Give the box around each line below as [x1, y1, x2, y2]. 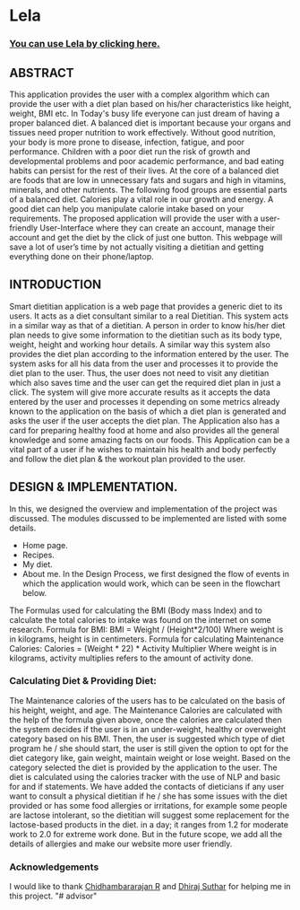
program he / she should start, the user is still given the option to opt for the [9, 742, 289, 754]
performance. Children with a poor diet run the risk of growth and [9, 145, 251, 157]
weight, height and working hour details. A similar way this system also [9, 338, 271, 350]
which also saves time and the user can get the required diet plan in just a [9, 377, 281, 388]
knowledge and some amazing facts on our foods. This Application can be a [9, 434, 290, 445]
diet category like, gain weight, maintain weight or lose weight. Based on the [9, 752, 291, 763]
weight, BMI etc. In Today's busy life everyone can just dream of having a [9, 108, 280, 118]
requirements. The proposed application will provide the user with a [9, 213, 259, 223]
